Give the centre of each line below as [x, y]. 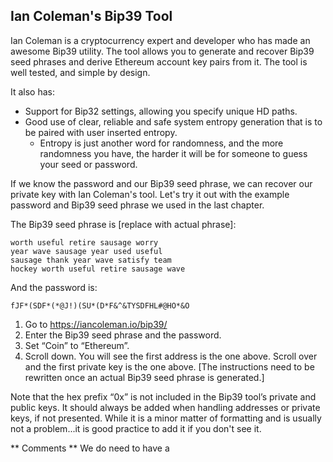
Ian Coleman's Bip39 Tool [91, 16]
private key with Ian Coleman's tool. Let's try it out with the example [150, 194]
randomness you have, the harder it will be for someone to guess [173, 153]
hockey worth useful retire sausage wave [98, 269]
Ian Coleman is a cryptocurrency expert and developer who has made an [160, 40]
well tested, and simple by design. [80, 72]
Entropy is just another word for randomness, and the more [161, 143]
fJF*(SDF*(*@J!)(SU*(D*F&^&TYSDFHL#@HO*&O [100, 305]
